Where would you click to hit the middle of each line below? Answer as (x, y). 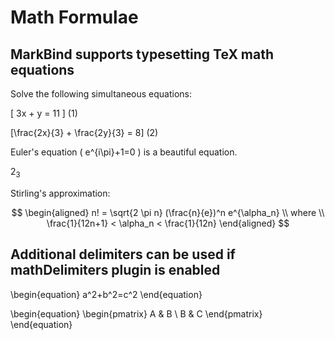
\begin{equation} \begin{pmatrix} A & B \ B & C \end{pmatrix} (136, 313)
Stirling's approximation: (60, 193)
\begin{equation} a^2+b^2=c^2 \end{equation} (106, 294)
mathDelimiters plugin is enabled (115, 270)
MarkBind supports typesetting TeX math (142, 54)
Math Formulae (74, 17)
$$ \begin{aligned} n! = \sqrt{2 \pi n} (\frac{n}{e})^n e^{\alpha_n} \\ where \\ (168, 212)
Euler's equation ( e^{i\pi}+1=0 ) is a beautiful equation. (124, 152)
